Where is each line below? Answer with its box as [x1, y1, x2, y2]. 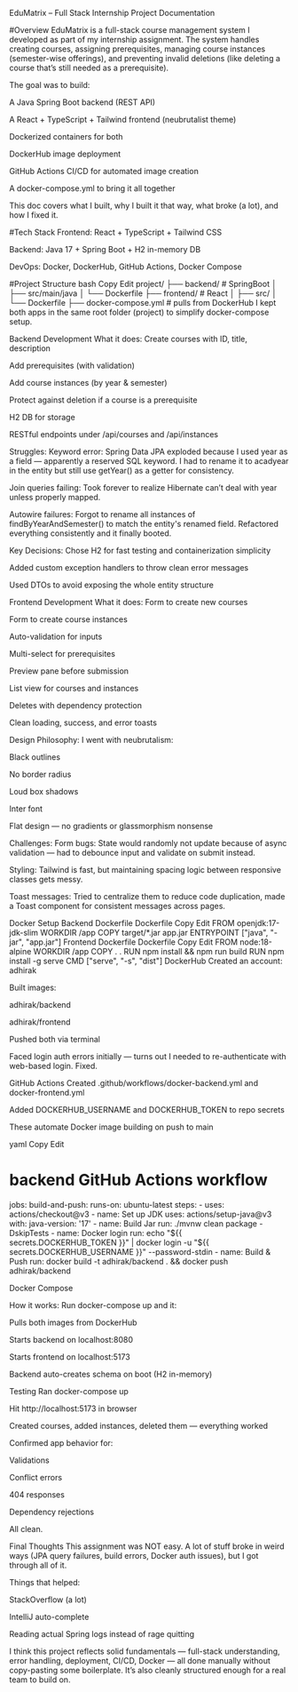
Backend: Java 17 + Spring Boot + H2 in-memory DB [9, 244, 201, 254]
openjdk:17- [236, 918, 280, 928]
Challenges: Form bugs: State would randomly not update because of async [9, 838, 287, 848]
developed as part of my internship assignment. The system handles [9, 35, 260, 44]
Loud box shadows [9, 786, 79, 796]
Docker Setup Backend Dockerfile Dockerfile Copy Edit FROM [9, 918, 235, 928]
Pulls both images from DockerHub [9, 1317, 137, 1328]
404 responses [9, 1488, 65, 1500]
